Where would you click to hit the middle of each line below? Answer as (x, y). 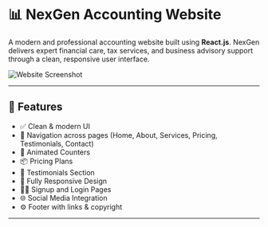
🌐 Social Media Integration (63, 198)
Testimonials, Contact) (57, 143)
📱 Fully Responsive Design (63, 181)
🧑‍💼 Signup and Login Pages (65, 189)
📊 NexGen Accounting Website (115, 15)
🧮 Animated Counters (55, 152)
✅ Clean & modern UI (55, 126)
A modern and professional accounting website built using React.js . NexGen (134, 42)
